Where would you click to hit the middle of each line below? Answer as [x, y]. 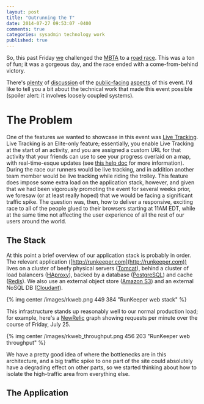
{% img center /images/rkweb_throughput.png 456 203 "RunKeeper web [98, 336]
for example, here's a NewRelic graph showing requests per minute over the [102, 317]
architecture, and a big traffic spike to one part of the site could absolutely [100, 361]
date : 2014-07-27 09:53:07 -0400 [49, 23]
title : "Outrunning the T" [41, 18]
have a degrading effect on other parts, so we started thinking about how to [102, 367]
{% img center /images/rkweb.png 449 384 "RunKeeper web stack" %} [97, 299]
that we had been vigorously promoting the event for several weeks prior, [99, 189]
